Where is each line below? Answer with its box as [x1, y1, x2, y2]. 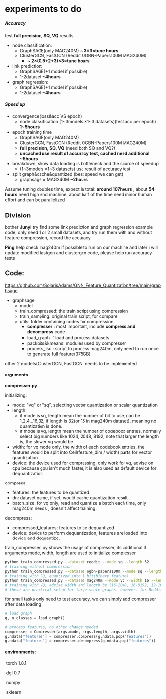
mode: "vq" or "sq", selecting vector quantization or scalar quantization [12, 402, 158, 408]
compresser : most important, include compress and [27, 323, 136, 329]
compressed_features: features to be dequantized [12, 524, 115, 531]
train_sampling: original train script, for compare [19, 313, 118, 319]
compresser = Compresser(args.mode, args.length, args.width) [5, 629, 136, 634]
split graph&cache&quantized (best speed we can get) [12, 171, 124, 177]
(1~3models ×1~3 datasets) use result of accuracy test [19, 166, 131, 172]
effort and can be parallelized [5, 197, 65, 203]
